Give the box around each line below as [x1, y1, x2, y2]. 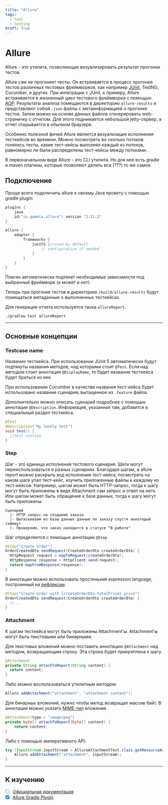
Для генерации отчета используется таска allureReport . [5, 304, 126, 310]
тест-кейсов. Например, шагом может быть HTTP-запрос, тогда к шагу [5, 482, 158, 488]
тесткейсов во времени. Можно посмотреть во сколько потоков [5, 136, 144, 142]
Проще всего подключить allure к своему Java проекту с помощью [5, 189, 149, 195]
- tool [9, 16, 23, 21]
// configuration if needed [40, 246, 99, 251]
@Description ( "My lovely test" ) [5, 423, 72, 429]
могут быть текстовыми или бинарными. [5, 633, 92, 639]
